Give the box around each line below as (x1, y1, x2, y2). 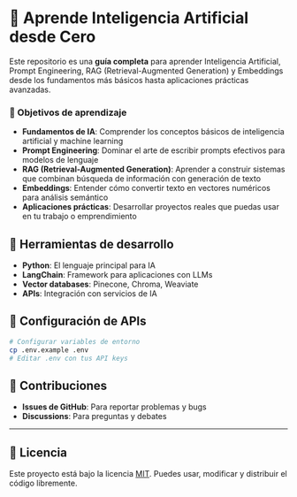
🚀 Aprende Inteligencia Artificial (9, 8, 249, 28)
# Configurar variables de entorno (9, 337, 141, 346)
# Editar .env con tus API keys (9, 354, 128, 363)
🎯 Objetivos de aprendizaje (9, 106, 127, 119)
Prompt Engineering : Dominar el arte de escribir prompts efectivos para (21, 145, 286, 156)
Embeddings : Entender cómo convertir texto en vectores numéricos (21, 183, 271, 194)
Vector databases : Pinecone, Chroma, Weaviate (21, 279, 199, 290)
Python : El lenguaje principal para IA (21, 260, 156, 271)
